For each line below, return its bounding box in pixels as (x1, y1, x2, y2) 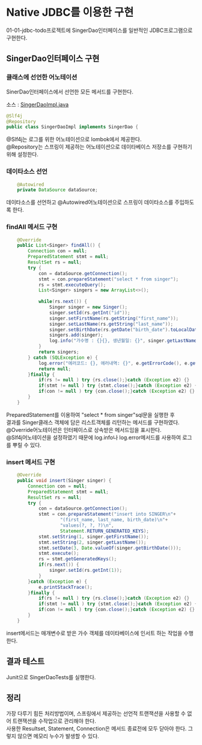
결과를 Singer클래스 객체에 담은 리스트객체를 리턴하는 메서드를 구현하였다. (6, 419, 180, 426)
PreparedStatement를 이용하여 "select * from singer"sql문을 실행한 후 (6, 411, 176, 418)
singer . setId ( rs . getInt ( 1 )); (49, 568, 122, 574)
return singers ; (38, 349, 79, 355)
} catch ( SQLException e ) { (28, 354, 98, 361)
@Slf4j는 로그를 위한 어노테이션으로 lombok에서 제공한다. (6, 136, 142, 143)
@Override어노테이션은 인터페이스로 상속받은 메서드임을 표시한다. (6, 426, 162, 433)
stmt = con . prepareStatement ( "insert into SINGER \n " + (38, 511, 176, 518)
